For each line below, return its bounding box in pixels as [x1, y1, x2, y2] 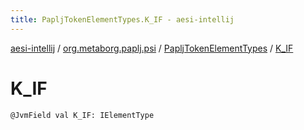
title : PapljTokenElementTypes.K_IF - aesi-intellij [10, 14, 235, 25]
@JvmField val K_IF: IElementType [10, 110, 155, 120]
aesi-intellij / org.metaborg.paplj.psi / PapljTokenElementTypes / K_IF [10, 42, 294, 54]
